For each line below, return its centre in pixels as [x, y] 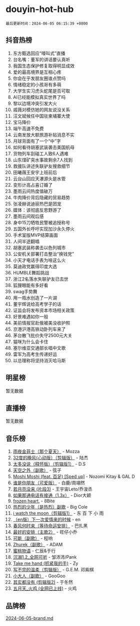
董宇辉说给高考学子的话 [37, 304]
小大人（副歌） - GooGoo [39, 576]
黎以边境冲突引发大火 [35, 103]
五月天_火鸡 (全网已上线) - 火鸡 [45, 588]
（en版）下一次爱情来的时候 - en [46, 520]
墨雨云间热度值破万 [33, 191]
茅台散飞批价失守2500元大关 [42, 335]
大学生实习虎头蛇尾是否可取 [41, 91]
